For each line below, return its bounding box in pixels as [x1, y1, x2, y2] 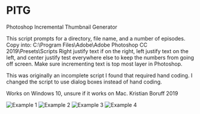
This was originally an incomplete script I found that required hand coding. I [6, 72, 193, 79]
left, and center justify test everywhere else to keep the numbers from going [6, 54, 195, 61]
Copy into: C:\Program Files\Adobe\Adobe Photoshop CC [6, 41, 148, 48]
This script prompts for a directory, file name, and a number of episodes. [6, 35, 186, 42]
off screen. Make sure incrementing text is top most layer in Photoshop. [6, 60, 183, 67]
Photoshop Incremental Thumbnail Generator [6, 23, 118, 30]
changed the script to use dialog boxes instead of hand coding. [6, 78, 162, 85]
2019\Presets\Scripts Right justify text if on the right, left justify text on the [6, 47, 189, 54]
